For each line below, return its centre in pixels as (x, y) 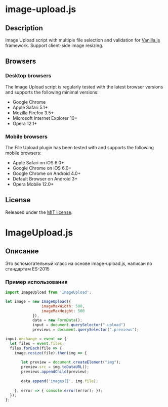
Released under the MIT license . (39, 212)
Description (24, 28)
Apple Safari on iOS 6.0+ (38, 162)
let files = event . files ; (37, 343)
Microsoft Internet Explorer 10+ (45, 118)
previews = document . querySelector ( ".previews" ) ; (86, 330)
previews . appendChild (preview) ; (55, 372)
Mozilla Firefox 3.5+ (33, 113)
